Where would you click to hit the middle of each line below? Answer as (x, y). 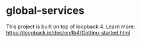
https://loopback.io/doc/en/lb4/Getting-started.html (68, 32)
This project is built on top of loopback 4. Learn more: (70, 26)
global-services (45, 11)
